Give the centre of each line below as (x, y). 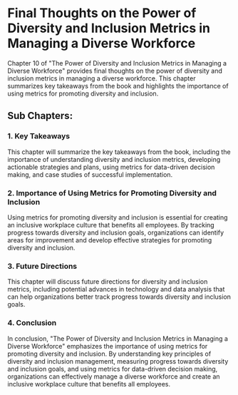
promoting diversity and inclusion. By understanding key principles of (109, 354)
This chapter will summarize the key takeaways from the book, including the (119, 152)
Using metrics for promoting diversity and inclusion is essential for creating (118, 217)
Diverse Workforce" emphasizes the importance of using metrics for (108, 346)
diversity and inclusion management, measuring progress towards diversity (118, 361)
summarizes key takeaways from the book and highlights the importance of (118, 86)
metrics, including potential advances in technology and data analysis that (116, 289)
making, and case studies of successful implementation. (90, 174)
